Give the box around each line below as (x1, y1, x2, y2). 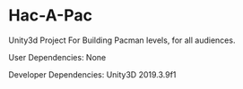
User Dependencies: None (8, 52, 107, 62)
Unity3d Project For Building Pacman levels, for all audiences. (8, 35, 236, 45)
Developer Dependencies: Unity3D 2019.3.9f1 (8, 69, 177, 80)
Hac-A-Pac (8, 5, 93, 26)
